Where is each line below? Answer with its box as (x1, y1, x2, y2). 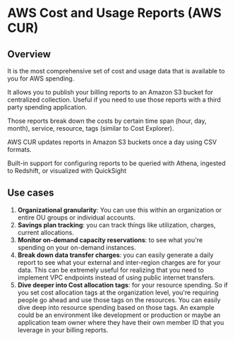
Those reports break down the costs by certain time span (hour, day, (7, 116, 207, 125)
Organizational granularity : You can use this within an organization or (17, 205, 222, 214)
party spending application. (7, 103, 88, 111)
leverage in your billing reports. (17, 325, 109, 334)
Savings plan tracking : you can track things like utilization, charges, (17, 220, 216, 229)
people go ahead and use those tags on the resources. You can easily (17, 295, 221, 304)
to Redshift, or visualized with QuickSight (7, 167, 127, 174)
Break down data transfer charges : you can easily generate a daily (17, 251, 214, 259)
